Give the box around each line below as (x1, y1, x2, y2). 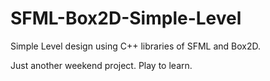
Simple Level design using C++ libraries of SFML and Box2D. (10, 40, 262, 52)
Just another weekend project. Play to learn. (10, 59, 193, 71)
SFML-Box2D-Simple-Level (10, 7, 242, 30)
